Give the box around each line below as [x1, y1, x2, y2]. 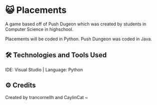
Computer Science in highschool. [5, 26, 74, 32]
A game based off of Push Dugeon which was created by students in [5, 21, 147, 27]
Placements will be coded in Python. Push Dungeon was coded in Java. [5, 36, 152, 42]
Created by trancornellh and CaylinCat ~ [5, 94, 88, 100]
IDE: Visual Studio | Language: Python [5, 67, 83, 73]
